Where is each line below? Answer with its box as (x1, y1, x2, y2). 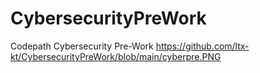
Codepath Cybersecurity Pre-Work (10, 40, 154, 52)
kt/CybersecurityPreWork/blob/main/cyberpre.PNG (10, 50, 222, 62)
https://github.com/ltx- (155, 40, 250, 52)
